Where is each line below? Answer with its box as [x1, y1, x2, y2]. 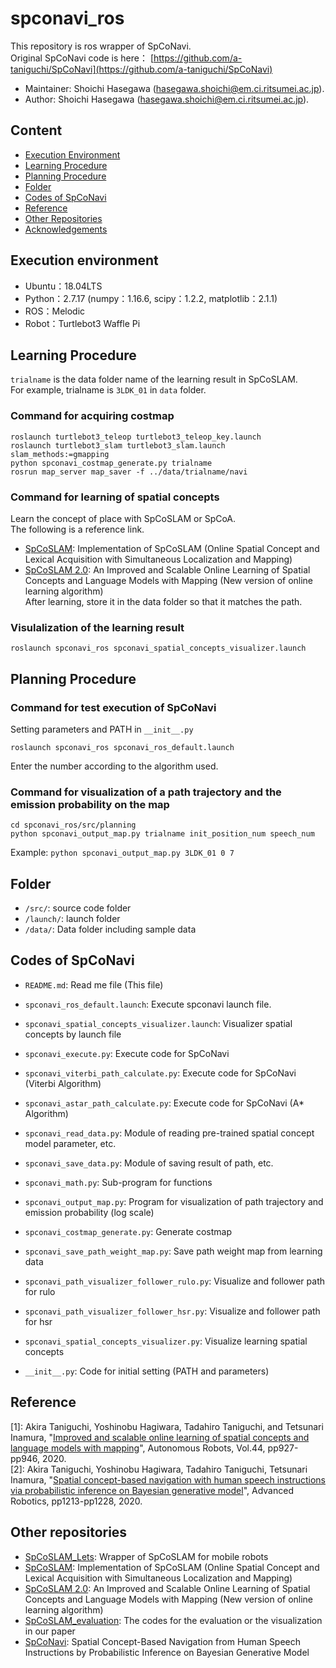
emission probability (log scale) [24, 1206, 155, 1218]
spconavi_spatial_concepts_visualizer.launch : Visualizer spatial [24, 1017, 293, 1029]
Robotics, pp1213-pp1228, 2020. [10, 1495, 143, 1507]
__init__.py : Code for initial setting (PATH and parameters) [24, 1365, 270, 1377]
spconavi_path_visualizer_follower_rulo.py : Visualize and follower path [24, 1275, 326, 1287]
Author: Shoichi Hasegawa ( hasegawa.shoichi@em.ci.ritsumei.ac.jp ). [24, 93, 310, 105]
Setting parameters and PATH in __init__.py [10, 723, 194, 735]
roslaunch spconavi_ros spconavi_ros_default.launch [10, 742, 235, 752]
